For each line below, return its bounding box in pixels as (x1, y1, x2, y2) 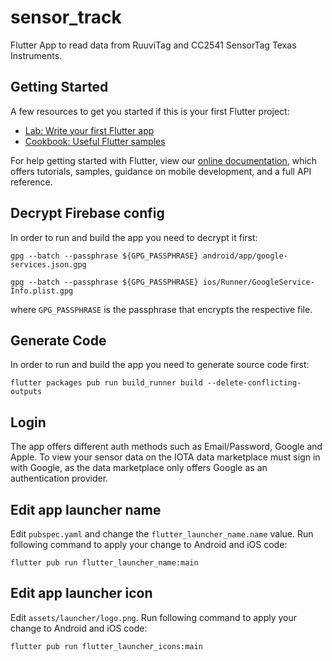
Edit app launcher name (10, 501, 162, 518)
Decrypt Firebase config (10, 205, 165, 222)
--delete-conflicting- (206, 378, 302, 388)
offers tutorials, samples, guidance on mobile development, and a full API (10, 165, 312, 177)
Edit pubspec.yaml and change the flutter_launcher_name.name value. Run (10, 528, 314, 540)
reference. (10, 176, 53, 188)
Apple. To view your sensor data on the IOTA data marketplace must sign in (10, 451, 321, 463)
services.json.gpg (10, 259, 87, 270)
